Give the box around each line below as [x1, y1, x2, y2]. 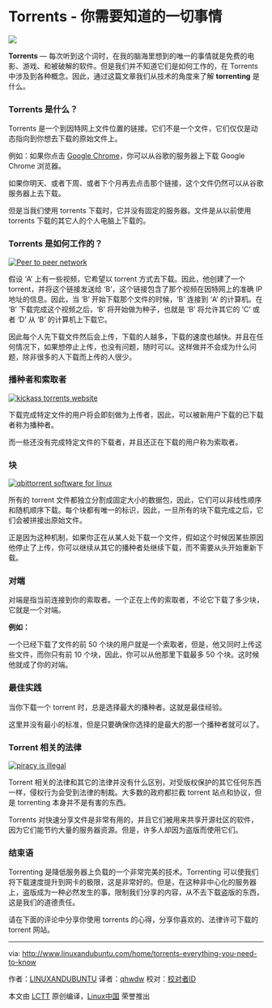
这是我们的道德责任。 [8, 898, 79, 907]
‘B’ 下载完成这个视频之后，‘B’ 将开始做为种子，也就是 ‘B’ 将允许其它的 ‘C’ [8, 304, 251, 314]
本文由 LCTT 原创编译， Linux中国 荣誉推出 [8, 991, 151, 1002]
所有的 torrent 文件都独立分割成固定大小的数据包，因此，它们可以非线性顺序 [8, 495, 262, 505]
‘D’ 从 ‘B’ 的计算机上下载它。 [17, 314, 112, 324]
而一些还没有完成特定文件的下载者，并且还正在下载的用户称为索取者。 [8, 437, 243, 447]
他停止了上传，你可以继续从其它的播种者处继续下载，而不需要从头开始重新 [8, 543, 257, 552]
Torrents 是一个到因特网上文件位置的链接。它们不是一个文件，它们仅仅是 [8, 123, 252, 134]
